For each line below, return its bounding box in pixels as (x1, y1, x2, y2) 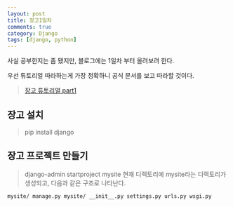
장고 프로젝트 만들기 (7, 150, 88, 162)
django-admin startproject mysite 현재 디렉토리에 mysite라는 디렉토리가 (24, 170, 227, 178)
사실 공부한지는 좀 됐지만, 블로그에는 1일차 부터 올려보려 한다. (7, 57, 175, 65)
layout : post (7, 10, 46, 18)
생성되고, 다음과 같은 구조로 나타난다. (24, 178, 126, 187)
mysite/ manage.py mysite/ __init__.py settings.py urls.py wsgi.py (7, 192, 212, 200)
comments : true (7, 23, 52, 30)
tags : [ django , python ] (7, 36, 77, 44)
